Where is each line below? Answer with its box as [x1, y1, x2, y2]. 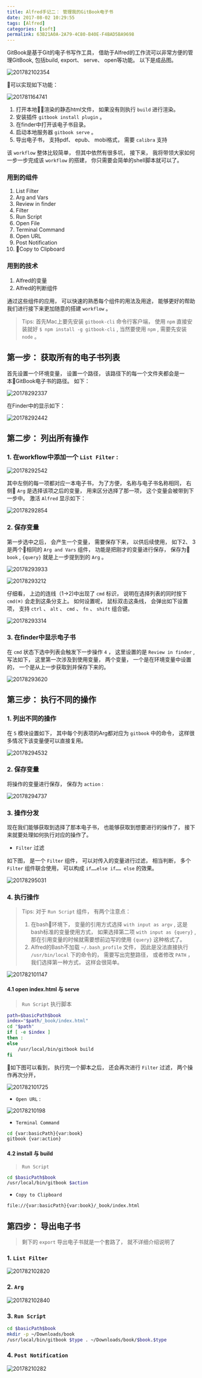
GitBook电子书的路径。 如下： [15, 377, 90, 384]
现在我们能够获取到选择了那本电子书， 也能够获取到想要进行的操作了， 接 [7, 824, 190, 831]
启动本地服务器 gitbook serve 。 [15, 129, 97, 136]
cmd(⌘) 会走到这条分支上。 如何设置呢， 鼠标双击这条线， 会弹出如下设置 [7, 597, 188, 605]
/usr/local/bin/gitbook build [18, 1046, 94, 1052]
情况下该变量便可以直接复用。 [11, 737, 86, 744]
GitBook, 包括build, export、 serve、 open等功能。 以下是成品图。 [11, 56, 177, 64]
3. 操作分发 [7, 809, 39, 817]
